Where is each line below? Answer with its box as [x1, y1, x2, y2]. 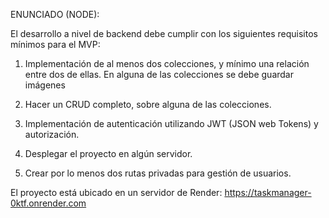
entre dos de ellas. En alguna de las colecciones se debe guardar [24, 69, 294, 80]
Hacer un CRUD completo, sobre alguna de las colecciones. [24, 99, 272, 110]
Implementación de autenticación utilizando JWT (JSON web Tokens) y [24, 118, 319, 129]
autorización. [24, 129, 80, 140]
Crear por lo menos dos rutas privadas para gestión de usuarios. [24, 167, 292, 179]
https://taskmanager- [224, 187, 312, 198]
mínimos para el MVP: [10, 39, 101, 50]
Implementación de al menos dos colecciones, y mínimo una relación [24, 58, 310, 69]
